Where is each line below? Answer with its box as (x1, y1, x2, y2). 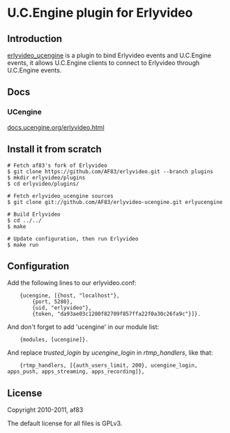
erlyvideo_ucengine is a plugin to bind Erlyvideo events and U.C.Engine (7, 51, 211, 59)
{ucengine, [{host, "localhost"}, (20, 292, 120, 300)
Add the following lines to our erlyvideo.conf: (7, 279, 137, 287)
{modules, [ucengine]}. (20, 337, 89, 344)
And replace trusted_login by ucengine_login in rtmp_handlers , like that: (7, 348, 213, 357)
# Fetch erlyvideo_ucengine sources (7, 192, 114, 200)
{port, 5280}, (32, 298, 73, 305)
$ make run (7, 241, 39, 249)
